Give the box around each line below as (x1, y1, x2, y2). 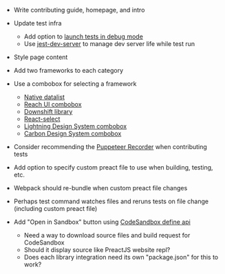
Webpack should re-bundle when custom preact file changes (13, 184, 188, 192)
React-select (23, 115, 61, 123)
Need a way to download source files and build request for (23, 231, 191, 239)
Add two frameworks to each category (13, 67, 124, 74)
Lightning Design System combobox (23, 122, 127, 130)
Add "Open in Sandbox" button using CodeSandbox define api (13, 218, 191, 226)
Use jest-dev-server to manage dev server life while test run (23, 40, 195, 47)
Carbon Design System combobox (23, 130, 122, 137)
